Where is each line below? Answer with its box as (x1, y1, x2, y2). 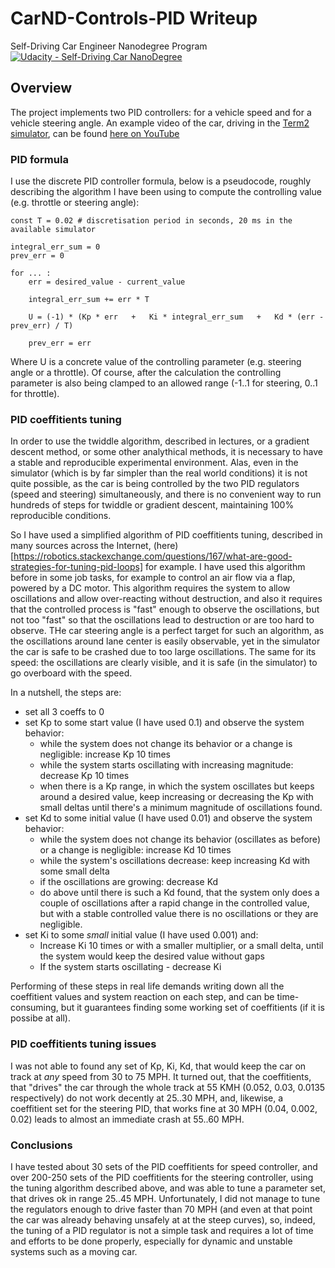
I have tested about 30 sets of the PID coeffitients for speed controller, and (10, 1160, 318, 1172)
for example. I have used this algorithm (144, 561, 306, 573)
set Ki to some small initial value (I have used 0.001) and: (24, 929, 259, 941)
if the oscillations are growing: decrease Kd (39, 876, 219, 888)
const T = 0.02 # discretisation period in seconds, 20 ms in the (10, 216, 293, 226)
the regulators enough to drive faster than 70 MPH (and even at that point (10, 1203, 313, 1215)
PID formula (10, 152, 69, 166)
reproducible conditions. (10, 510, 112, 522)
